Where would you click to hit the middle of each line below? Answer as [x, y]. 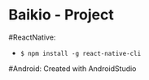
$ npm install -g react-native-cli [81, 53]
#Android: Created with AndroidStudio [72, 68]
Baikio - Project [61, 15]
